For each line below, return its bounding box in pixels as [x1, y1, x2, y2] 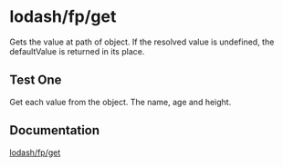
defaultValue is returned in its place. [9, 45, 145, 56]
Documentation [9, 123, 100, 138]
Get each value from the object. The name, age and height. [9, 96, 232, 107]
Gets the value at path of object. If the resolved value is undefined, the [9, 36, 275, 47]
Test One [9, 73, 62, 88]
